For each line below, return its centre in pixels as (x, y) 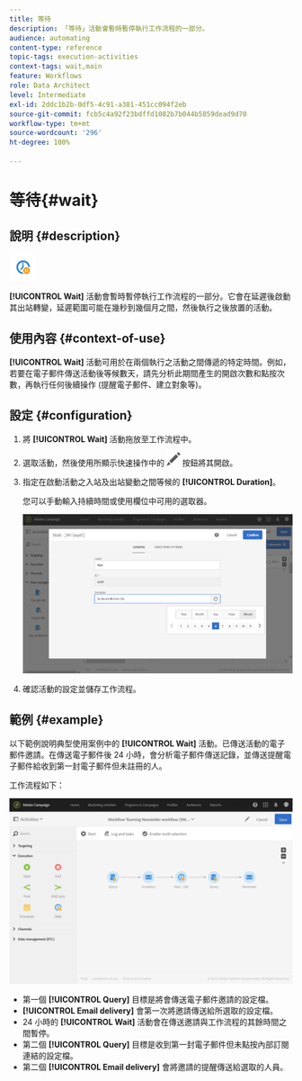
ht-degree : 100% (40, 143)
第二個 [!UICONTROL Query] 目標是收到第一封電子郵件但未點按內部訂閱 (155, 1045)
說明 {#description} (65, 236)
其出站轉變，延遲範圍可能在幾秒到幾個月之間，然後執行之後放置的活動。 (143, 307)
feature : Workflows (46, 77)
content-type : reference (56, 48)
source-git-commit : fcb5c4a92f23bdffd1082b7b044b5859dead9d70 (128, 114)
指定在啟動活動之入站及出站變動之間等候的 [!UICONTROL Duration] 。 (151, 482)
